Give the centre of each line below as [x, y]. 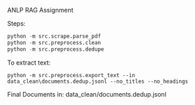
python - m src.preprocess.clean [54, 42]
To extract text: [29, 63]
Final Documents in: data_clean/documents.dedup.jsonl [87, 94]
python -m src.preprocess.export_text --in [71, 75]
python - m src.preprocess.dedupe [56, 49]
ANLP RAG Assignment [40, 10]
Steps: [16, 23]
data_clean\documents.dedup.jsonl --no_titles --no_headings [98, 81]
